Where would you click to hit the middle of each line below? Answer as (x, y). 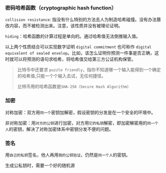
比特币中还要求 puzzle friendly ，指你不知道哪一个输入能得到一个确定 (89, 70)
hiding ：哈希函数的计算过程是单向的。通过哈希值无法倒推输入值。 (73, 36)
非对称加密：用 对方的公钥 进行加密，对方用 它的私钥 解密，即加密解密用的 (76, 123)
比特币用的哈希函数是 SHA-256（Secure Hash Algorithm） (74, 86)
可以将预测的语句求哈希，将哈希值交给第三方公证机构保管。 (75, 59)
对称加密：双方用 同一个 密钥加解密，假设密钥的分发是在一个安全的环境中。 (80, 112)
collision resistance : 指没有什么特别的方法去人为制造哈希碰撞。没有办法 (81, 20)
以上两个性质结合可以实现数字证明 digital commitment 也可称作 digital (78, 47)
